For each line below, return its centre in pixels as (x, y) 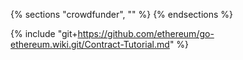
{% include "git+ (44, 33)
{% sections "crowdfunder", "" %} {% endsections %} (122, 14)
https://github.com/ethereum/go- (146, 33)
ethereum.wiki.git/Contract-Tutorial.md (90, 44)
